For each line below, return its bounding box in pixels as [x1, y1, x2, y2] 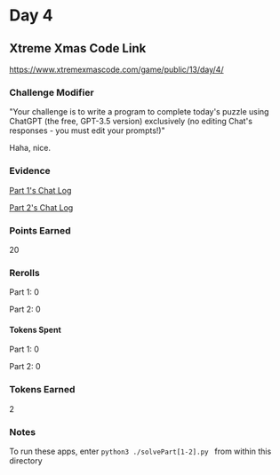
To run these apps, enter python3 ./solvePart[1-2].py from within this [9, 446, 272, 456]
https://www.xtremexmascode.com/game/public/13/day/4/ [9, 64, 224, 75]
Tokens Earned [9, 384, 76, 396]
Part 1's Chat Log [9, 185, 72, 195]
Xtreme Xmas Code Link [9, 41, 147, 56]
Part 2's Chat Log [9, 202, 74, 213]
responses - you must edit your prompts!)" [9, 125, 166, 136]
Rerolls [9, 266, 40, 279]
